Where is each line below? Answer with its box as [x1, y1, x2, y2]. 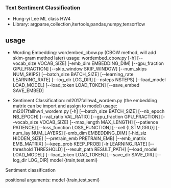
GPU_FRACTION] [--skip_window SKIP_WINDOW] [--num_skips [12, 66, 147, 72]
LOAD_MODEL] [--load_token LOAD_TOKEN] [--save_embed [12, 82, 139, 88]
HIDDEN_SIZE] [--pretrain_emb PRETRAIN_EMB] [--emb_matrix [12, 135, 146, 142]
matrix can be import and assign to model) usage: [12, 103, 117, 109]
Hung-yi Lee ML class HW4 [12, 16, 71, 22]
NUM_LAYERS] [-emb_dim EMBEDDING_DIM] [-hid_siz [31, 130, 147, 136]
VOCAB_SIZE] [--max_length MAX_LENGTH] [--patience [39, 119, 158, 125]
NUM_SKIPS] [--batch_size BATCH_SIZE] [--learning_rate [12, 71, 134, 78]
